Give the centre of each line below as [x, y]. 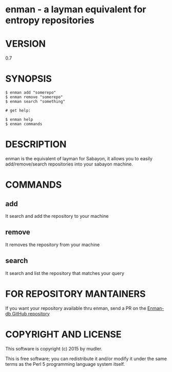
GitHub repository [31, 313]
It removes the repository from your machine [53, 245]
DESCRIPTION [36, 144]
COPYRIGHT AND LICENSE [63, 334]
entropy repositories [50, 20]
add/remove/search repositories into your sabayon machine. [69, 164]
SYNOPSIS [29, 79]
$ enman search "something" [35, 102]
